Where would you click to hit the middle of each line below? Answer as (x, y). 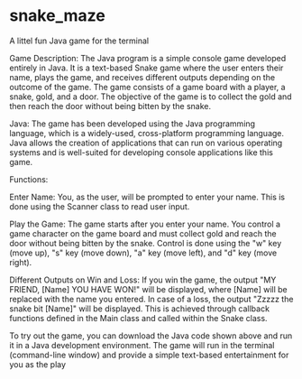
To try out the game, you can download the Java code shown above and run (151, 336)
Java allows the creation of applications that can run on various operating (146, 143)
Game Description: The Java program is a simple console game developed (148, 58)
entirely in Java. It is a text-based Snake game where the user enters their (146, 68)
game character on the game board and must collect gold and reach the (143, 233)
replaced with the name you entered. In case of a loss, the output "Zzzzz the (151, 299)
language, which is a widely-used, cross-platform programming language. (147, 133)
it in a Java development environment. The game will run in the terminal (142, 345)
